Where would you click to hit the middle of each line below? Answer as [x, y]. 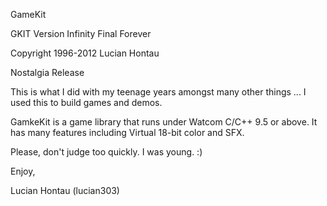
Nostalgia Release [47, 72]
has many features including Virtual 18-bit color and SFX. [127, 132]
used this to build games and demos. [86, 102]
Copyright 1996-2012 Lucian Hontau [85, 53]
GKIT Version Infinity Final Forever [81, 33]
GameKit [28, 14]
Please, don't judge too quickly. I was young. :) [106, 152]
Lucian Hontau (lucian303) [65, 190]
